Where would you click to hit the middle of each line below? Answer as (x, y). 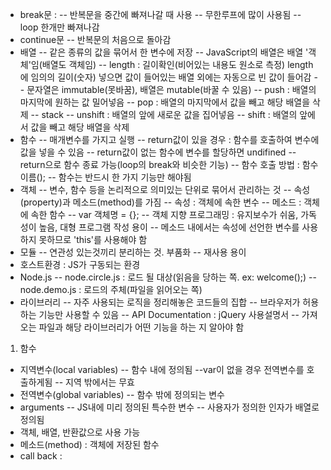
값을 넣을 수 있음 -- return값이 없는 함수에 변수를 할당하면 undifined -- (158, 152)
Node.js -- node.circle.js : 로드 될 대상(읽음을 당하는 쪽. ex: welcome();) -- (168, 277)
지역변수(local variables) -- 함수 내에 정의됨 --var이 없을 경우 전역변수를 (162, 369)
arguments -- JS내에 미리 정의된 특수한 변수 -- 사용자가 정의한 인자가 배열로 (169, 407)
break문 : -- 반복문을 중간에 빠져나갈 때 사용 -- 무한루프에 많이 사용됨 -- (160, 14)
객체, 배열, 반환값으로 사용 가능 (80, 432)
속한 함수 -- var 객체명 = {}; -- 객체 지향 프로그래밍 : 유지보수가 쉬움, (164, 214)
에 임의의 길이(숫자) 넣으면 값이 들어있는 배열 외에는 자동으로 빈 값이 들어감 (165, 77)
